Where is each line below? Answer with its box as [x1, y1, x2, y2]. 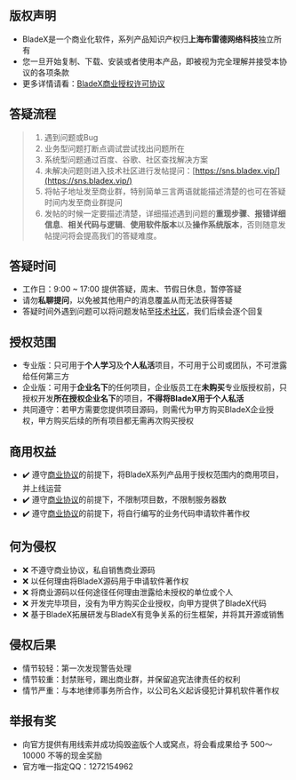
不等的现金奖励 [47, 750, 102, 760]
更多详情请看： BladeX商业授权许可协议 [21, 78, 166, 89]
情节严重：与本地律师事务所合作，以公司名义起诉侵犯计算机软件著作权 [21, 685, 280, 696]
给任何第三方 [21, 371, 69, 382]
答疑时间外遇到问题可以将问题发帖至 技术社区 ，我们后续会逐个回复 [21, 306, 264, 317]
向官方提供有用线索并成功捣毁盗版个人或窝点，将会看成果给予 [21, 738, 249, 749]
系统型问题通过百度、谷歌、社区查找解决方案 [44, 154, 209, 164]
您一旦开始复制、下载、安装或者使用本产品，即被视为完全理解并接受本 [21, 56, 280, 67]
